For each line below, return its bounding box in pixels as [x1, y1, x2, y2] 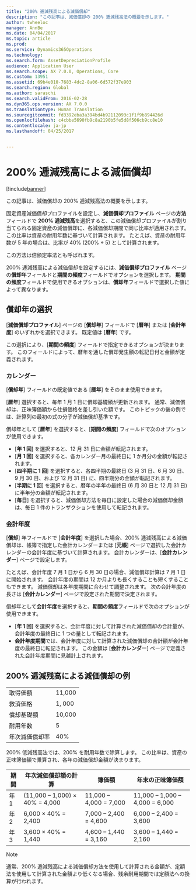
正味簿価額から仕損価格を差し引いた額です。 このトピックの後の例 [21, 406, 181, 413]
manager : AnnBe [6, 25, 43, 31]
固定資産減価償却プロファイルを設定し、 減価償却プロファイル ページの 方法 [6, 209, 187, 217]
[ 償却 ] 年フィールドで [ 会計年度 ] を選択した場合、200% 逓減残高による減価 [6, 534, 187, 541]
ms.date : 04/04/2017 [6, 30, 57, 36]
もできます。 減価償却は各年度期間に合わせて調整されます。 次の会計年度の [6, 583, 187, 590]
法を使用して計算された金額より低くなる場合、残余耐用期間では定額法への [6, 870, 185, 878]
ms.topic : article [6, 36, 51, 42]
